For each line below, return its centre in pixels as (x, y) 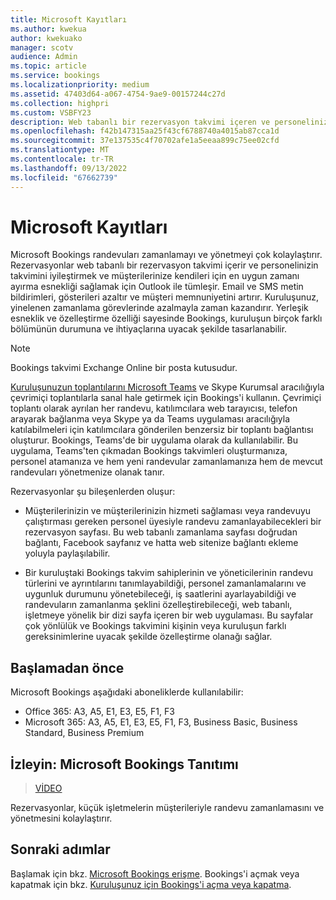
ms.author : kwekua (48, 29)
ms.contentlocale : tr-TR (62, 159)
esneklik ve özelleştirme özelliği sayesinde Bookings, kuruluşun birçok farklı (166, 318)
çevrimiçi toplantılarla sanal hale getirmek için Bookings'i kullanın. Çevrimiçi (166, 398)
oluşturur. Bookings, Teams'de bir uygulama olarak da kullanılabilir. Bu (154, 440)
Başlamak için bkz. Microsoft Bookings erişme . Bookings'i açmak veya (155, 873)
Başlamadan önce (67, 667)
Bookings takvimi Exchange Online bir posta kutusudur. (124, 368)
